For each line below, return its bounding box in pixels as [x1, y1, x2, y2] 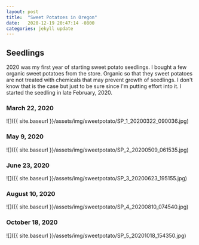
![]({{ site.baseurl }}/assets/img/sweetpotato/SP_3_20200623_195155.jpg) [6, 174, 187, 182]
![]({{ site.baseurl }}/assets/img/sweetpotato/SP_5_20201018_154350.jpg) [6, 232, 186, 239]
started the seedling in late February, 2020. [6, 89, 112, 96]
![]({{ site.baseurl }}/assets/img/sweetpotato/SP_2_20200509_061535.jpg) [6, 146, 189, 153]
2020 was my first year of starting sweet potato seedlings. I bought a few [6, 63, 187, 71]
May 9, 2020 [6, 132, 44, 141]
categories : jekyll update [6, 25, 74, 32]
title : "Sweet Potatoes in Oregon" [6, 14, 97, 20]
